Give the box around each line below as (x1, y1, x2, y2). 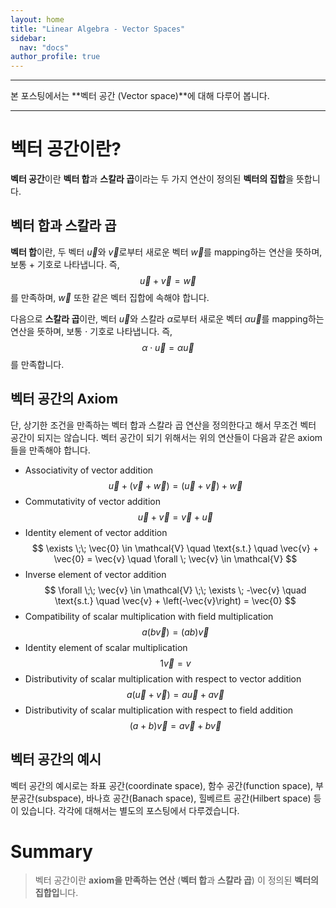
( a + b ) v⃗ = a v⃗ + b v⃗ (129, 719, 222, 731)
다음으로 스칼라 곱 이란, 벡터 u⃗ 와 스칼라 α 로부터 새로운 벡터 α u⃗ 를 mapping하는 (10, 312, 325, 325)
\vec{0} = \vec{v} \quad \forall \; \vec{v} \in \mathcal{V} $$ (53, 552, 298, 565)
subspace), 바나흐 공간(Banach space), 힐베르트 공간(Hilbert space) (37, 792, 312, 804)
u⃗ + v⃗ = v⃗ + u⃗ (137, 511, 214, 523)
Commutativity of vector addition (24, 495, 161, 507)
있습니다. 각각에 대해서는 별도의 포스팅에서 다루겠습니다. (20, 804, 240, 816)
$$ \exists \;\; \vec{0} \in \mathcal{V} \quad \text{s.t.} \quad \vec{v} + (31, 542, 319, 554)
